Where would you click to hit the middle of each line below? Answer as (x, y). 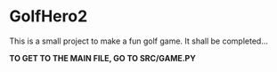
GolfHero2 (49, 16)
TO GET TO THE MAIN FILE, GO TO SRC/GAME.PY (102, 58)
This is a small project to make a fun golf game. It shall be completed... (139, 41)
